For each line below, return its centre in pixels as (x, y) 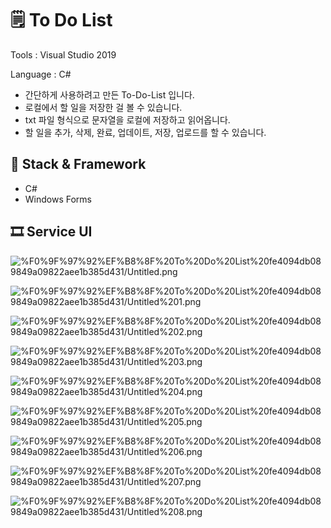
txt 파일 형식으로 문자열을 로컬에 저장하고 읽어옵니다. (127, 119)
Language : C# (41, 74)
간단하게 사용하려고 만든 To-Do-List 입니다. (109, 94)
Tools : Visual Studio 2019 (63, 54)
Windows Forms (58, 199)
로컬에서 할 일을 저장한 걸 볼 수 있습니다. (103, 107)
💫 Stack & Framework (78, 164)
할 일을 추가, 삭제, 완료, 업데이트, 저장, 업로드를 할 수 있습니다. (145, 132)
